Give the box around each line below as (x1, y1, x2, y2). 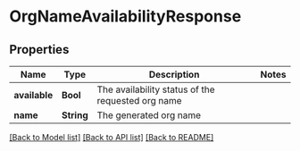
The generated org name (96, 109, 202, 122)
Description (148, 69, 200, 80)
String (61, 109, 88, 122)
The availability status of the (96, 83, 216, 96)
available (13, 89, 54, 101)
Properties (9, 42, 70, 57)
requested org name (96, 95, 182, 106)
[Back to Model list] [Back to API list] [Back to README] (9, 132, 214, 142)
